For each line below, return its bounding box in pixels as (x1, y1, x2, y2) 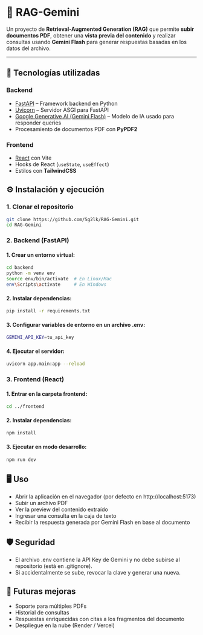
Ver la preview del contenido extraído (14, 506, 109, 513)
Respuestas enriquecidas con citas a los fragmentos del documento (14, 615, 185, 622)
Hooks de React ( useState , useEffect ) (14, 160, 110, 168)
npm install (6, 430, 36, 436)
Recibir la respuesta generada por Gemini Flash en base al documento (14, 519, 190, 526)
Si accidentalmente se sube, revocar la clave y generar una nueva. (14, 569, 181, 576)
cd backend (6, 265, 34, 271)
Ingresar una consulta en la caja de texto (14, 512, 117, 520)
